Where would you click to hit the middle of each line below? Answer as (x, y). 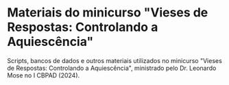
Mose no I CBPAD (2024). (44, 75)
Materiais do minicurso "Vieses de (108, 13)
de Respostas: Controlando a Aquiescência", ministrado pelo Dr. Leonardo (112, 68)
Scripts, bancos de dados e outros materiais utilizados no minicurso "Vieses (115, 60)
